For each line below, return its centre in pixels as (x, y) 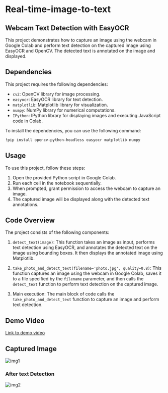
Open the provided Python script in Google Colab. (64, 177)
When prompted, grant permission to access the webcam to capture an (87, 188)
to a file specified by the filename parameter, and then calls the (78, 279)
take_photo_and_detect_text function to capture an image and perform (86, 300)
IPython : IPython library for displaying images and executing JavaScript (87, 115)
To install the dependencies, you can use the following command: (73, 130)
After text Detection (30, 374)
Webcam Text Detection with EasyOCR (67, 28)
